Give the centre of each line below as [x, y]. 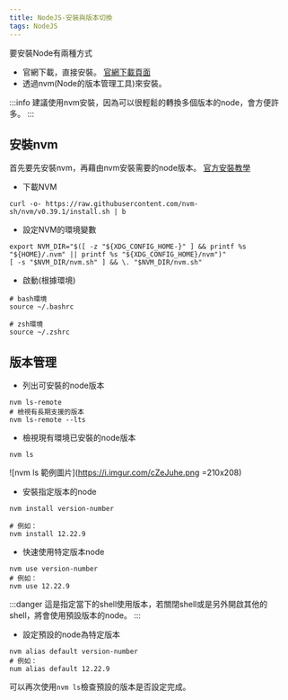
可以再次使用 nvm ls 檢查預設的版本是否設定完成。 [100, 687]
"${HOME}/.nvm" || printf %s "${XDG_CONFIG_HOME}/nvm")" [118, 255]
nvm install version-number [62, 509]
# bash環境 [28, 299]
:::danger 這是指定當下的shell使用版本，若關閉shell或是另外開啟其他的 [138, 605]
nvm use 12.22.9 [39, 587]
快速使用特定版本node [63, 552]
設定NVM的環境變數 [59, 229]
